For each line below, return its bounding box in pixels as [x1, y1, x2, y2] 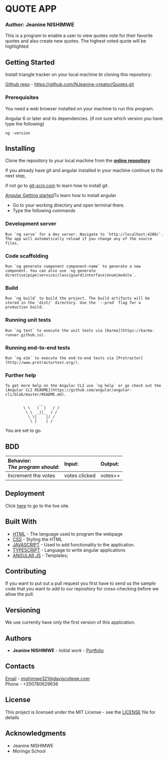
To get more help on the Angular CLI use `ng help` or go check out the [5, 383, 161, 388]
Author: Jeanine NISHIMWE [5, 21, 75, 28]
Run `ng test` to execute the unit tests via [5, 328, 102, 333]
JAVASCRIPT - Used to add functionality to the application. [12, 541, 135, 547]
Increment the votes [8, 472, 55, 479]
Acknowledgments [5, 729, 67, 738]
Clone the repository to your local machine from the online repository [5, 157, 150, 164]
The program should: [8, 464, 60, 470]
